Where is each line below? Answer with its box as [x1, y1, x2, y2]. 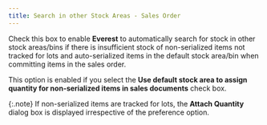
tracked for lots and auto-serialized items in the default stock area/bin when [8, 50, 259, 60]
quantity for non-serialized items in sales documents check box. [8, 83, 227, 93]
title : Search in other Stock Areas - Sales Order [8, 11, 181, 20]
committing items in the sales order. [8, 59, 127, 69]
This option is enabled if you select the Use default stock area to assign [8, 75, 248, 84]
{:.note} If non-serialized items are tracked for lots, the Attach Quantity [8, 99, 245, 108]
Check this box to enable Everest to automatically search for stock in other [8, 34, 256, 43]
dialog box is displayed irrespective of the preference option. [8, 107, 210, 117]
